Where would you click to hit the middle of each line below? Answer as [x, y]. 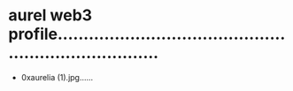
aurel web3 [50, 15]
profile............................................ [147, 34]
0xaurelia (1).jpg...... [57, 77]
